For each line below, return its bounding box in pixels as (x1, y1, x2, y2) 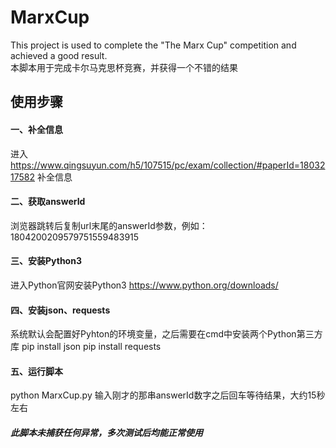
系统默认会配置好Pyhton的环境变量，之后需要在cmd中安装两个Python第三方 (10, 328, 323, 340)
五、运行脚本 (10, 365, 63, 377)
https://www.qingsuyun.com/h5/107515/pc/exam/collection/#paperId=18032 (10, 159, 326, 171)
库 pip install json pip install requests (10, 341, 162, 353)
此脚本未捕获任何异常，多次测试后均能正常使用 (10, 426, 203, 438)
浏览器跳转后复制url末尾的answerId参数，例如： (10, 219, 208, 231)
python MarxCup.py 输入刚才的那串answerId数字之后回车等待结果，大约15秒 (10, 389, 326, 401)
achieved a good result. (10, 49, 108, 61)
